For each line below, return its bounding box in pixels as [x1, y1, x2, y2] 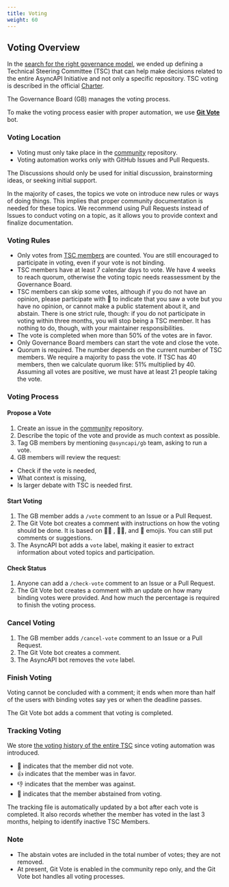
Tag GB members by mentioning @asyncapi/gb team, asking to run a [16, 439, 207, 447]
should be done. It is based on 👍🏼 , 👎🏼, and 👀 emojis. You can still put [16, 527, 213, 535]
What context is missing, [16, 474, 87, 482]
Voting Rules [7, 236, 51, 245]
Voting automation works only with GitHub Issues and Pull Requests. [16, 155, 210, 164]
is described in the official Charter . [7, 82, 105, 90]
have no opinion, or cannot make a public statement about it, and [16, 302, 200, 310]
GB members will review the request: [16, 453, 121, 462]
